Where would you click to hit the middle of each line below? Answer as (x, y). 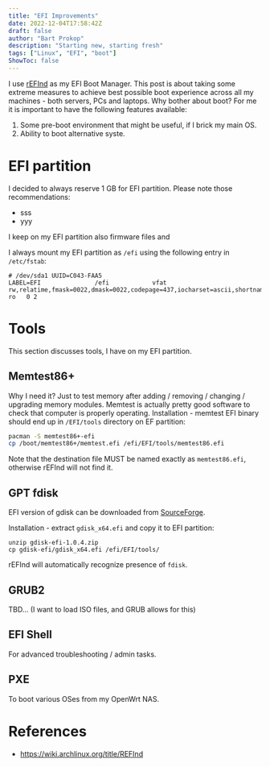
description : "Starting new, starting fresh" (86, 46)
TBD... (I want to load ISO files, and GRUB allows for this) (102, 609)
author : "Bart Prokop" (46, 38)
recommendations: (39, 197)
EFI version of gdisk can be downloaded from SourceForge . (107, 512)
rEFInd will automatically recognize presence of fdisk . (98, 565)
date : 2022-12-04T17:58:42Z (55, 23)
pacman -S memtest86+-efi (51, 436)
